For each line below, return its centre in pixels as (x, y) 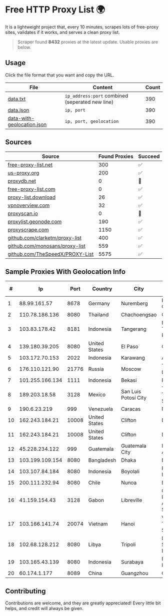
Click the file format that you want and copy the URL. (59, 75)
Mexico (97, 395)
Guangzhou (134, 574)
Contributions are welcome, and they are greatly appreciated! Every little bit (83, 603)
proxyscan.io (23, 213)
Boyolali (130, 472)
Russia (96, 369)
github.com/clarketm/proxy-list (44, 238)
